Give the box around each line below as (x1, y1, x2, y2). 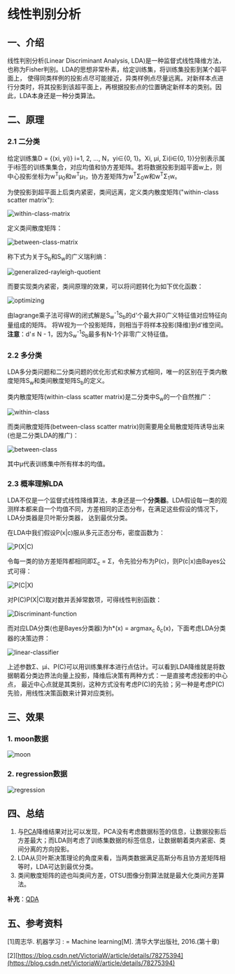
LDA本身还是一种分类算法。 (19, 92, 99, 100)
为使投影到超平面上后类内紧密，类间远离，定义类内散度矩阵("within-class (7, 188, 219, 196)
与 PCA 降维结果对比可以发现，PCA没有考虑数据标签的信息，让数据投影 (17, 827, 220, 836)
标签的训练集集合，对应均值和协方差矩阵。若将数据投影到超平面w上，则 (15, 163, 222, 171)
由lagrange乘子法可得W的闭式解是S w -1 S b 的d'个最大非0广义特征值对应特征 (7, 309, 222, 321)
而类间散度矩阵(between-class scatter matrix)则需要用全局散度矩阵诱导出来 (7, 422, 225, 431)
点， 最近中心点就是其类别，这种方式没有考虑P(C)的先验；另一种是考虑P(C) (7, 679, 225, 688)
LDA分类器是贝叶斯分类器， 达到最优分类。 (7, 513, 131, 522)
